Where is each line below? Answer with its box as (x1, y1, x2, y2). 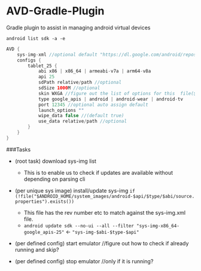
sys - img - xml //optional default (17, 51, 98, 57)
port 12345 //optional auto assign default (38, 102, 148, 108)
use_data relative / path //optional (38, 118, 127, 124)
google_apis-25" (23, 229, 65, 235)
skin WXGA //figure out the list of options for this (38, 90, 175, 96)
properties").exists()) (14, 199, 75, 205)
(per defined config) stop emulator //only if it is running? (14, 257, 154, 264)
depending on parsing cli (23, 175, 86, 182)
